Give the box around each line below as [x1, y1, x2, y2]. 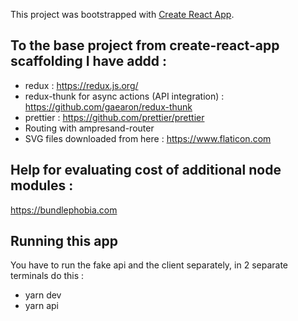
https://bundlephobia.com [10, 204, 118, 216]
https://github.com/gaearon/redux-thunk [24, 100, 193, 113]
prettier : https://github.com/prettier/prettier [24, 111, 205, 123]
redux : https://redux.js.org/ [24, 79, 139, 91]
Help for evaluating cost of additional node [10, 162, 282, 179]
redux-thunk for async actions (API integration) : [24, 90, 225, 102]
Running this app [10, 233, 118, 250]
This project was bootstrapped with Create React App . [10, 9, 235, 20]
